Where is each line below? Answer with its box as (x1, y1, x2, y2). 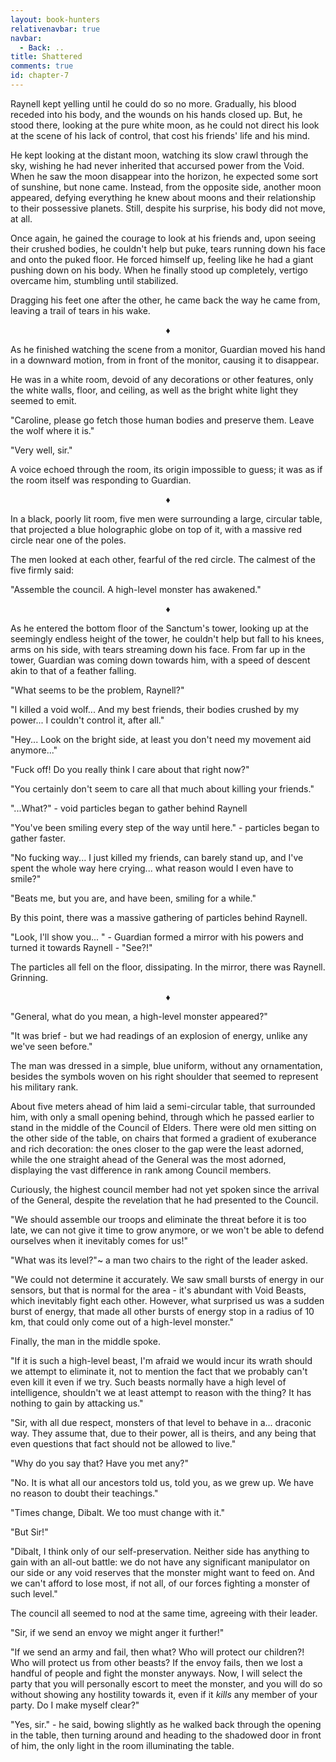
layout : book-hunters (10, 14, 101, 25)
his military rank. (10, 1081, 79, 1093)
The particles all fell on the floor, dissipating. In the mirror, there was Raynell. (10, 961, 326, 973)
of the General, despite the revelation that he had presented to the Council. (10, 1194, 319, 1206)
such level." (10, 1587, 58, 1600)
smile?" (10, 872, 42, 885)
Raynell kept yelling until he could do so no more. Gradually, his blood (10, 97, 297, 110)
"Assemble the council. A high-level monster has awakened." (10, 583, 262, 595)
